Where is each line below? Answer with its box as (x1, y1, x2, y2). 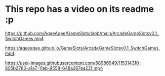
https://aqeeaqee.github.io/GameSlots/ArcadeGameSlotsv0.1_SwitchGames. (5, 45, 160, 51)
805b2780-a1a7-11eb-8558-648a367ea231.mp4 (5, 65, 103, 71)
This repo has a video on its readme (5, 3, 154, 15)
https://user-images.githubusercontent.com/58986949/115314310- (5, 60, 141, 66)
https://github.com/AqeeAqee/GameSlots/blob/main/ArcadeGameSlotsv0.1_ (5, 30, 159, 36)
